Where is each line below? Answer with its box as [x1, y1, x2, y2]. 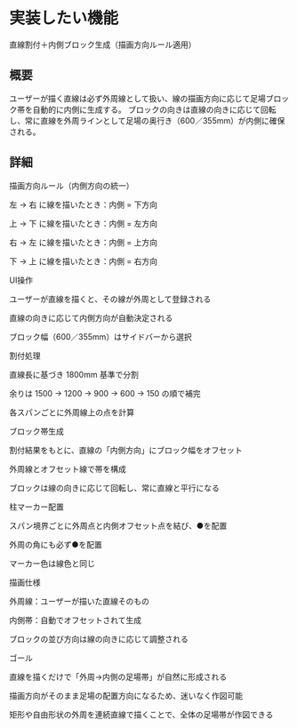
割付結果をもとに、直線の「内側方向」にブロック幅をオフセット [9, 444, 243, 455]
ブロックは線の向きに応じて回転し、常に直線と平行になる [9, 482, 220, 493]
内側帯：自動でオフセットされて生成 [9, 614, 142, 625]
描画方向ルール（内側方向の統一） [9, 180, 134, 191]
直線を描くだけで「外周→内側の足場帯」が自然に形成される [9, 671, 228, 682]
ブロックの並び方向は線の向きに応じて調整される [9, 633, 189, 644]
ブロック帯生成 [9, 426, 64, 436]
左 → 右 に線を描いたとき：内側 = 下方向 [9, 199, 158, 210]
